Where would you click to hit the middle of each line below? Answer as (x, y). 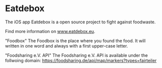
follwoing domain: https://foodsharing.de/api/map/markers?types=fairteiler (81, 60)
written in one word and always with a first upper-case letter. (67, 46)
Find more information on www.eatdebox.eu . (50, 31)
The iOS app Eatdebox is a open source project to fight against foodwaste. (81, 22)
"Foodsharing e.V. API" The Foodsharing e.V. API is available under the (77, 55)
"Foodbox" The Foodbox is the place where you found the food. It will (75, 41)
